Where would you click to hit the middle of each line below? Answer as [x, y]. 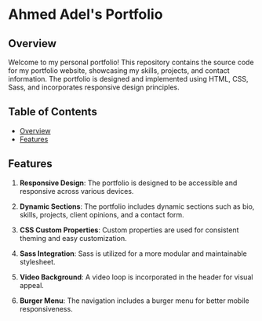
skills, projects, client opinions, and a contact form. [102, 214]
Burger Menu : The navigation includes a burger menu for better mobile [134, 301]
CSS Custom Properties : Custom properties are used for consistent [129, 230]
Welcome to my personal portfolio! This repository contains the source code [131, 62]
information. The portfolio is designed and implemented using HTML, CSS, [128, 79]
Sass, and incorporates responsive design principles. [94, 87]
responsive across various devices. [76, 191]
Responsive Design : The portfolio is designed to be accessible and [128, 183]
